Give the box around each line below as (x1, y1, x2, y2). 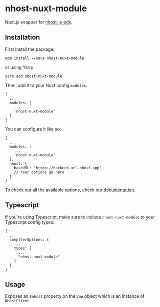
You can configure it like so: (5, 126, 61, 132)
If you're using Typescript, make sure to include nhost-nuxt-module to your (5, 214, 155, 220)
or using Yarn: (5, 64, 33, 70)
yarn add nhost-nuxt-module (5, 74, 63, 79)
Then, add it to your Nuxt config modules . (5, 82, 88, 88)
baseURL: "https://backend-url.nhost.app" (14, 165, 102, 170)
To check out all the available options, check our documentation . (5, 187, 136, 193)
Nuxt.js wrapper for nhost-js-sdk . (5, 19, 72, 25)
